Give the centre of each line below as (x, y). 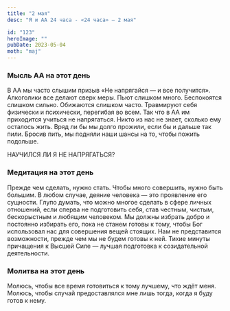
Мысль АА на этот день (49, 75)
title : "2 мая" (29, 13)
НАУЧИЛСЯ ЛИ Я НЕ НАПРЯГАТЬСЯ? (61, 154)
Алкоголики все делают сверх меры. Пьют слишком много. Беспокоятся (114, 97)
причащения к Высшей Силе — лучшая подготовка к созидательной (107, 246)
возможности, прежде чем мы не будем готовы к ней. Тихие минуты (109, 238)
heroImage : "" (27, 38)
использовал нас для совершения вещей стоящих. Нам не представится (114, 231)
